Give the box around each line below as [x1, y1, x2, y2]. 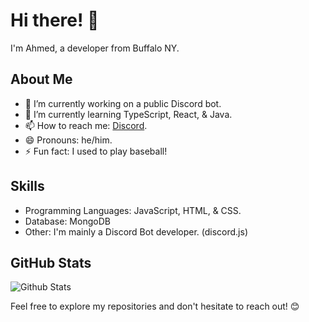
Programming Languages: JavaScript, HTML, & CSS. [24, 204, 242, 216]
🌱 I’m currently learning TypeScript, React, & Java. [24, 108, 233, 120]
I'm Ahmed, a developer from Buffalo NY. [10, 42, 180, 54]
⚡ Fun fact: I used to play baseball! [24, 145, 168, 157]
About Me [10, 71, 73, 88]
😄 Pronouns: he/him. [24, 134, 113, 146]
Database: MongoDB [24, 215, 111, 227]
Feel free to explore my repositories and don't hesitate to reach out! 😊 [10, 300, 300, 313]
